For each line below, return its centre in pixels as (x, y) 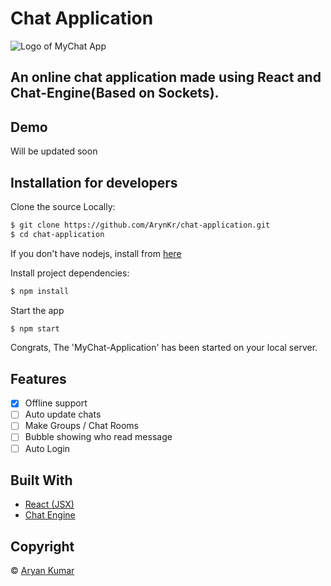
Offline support (56, 403)
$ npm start (35, 328)
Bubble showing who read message (98, 437)
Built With (41, 480)
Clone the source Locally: (63, 206)
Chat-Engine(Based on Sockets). (115, 93)
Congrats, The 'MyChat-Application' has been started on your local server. (164, 348)
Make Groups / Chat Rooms (81, 426)
